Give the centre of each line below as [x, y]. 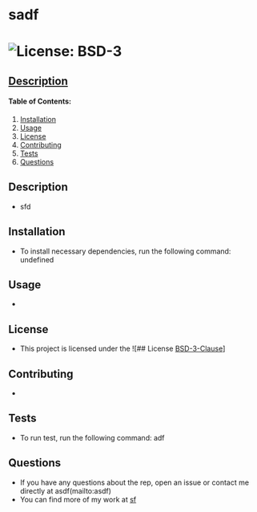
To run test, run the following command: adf [92, 437]
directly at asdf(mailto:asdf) [66, 490]
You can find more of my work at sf [78, 499]
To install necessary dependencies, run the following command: [125, 251]
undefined [37, 259]
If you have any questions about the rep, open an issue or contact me [135, 482]
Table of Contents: [40, 101]
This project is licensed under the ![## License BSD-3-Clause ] [122, 349]
